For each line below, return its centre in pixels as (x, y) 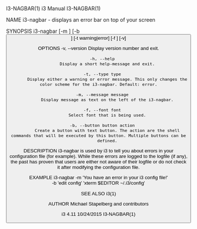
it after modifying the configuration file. (98, 167)
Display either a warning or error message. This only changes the (107, 79)
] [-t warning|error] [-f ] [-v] (98, 38)
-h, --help (103, 59)
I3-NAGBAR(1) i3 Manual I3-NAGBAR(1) (53, 8)
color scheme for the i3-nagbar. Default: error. (98, 84)
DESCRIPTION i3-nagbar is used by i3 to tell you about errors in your (98, 151)
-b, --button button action (102, 125)
